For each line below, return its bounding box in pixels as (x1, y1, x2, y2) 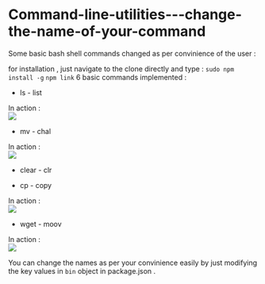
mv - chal (19, 126, 52, 136)
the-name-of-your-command (8, 22, 206, 40)
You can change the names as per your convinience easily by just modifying (8, 258, 258, 267)
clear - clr (19, 165, 52, 175)
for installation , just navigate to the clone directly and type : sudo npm (8, 63, 235, 73)
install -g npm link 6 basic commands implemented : (8, 72, 187, 82)
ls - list (19, 87, 42, 97)
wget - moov (19, 219, 62, 228)
